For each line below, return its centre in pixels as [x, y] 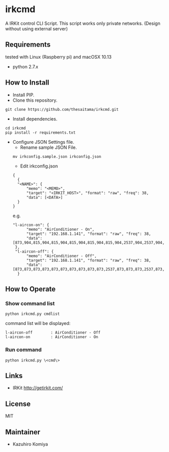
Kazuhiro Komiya [30, 444]
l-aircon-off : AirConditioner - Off [53, 333]
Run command [24, 350]
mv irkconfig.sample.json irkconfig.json [57, 156]
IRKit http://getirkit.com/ [38, 388]
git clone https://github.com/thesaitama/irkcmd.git [62, 109]
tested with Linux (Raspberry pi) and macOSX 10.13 [58, 57]
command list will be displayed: [38, 323]
